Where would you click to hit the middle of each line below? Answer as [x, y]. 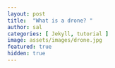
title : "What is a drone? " [50, 21]
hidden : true [26, 54]
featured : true [30, 47]
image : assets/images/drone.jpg [55, 40]
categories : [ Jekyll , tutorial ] [58, 34]
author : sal [25, 27]
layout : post [26, 14]
